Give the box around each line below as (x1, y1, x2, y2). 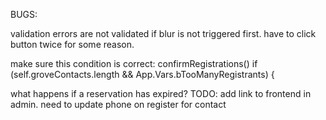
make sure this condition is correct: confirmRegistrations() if (10, 58, 258, 69)
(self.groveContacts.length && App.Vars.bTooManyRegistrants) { (10, 69, 275, 80)
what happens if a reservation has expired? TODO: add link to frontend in (10, 88, 312, 99)
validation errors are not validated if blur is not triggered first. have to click (10, 28, 317, 39)
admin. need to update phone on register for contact (10, 99, 227, 110)
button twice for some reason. (10, 39, 135, 50)
